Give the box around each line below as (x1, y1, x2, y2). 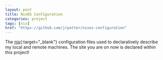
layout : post (5, 7, 32, 12)
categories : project (5, 16, 48, 21)
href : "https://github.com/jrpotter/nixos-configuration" (5, 26, 127, 30)
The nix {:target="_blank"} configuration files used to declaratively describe (5, 39, 158, 45)
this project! (5, 50, 30, 56)
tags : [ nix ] (5, 21, 30, 26)
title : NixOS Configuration (5, 12, 63, 17)
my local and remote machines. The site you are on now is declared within (5, 44, 156, 50)
